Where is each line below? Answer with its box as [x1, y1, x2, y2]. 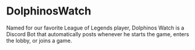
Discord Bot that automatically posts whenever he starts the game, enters [6, 30, 190, 37]
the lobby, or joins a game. [6, 37, 72, 44]
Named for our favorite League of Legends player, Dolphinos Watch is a [6, 24, 185, 31]
